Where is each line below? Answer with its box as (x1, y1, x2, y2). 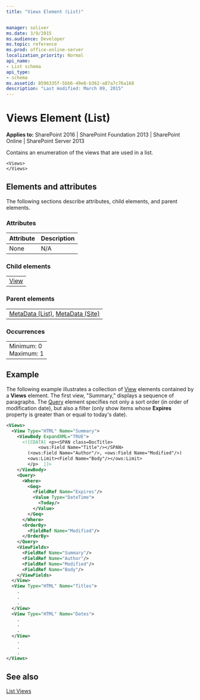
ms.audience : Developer (6, 36, 65, 42)
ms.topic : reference (6, 41, 58, 48)
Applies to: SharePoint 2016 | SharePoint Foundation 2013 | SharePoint (6, 131, 180, 138)
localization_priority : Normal (6, 52, 84, 58)
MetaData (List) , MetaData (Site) (9, 309, 100, 318)
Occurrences (6, 327, 45, 336)
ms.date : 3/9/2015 (6, 30, 52, 36)
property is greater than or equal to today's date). (6, 411, 128, 418)
